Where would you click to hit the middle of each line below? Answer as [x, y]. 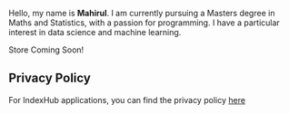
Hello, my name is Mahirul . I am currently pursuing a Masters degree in [142, 13]
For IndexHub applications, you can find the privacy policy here [127, 100]
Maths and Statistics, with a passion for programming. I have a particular [144, 23]
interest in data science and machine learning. [95, 32]
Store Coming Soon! [46, 50]
